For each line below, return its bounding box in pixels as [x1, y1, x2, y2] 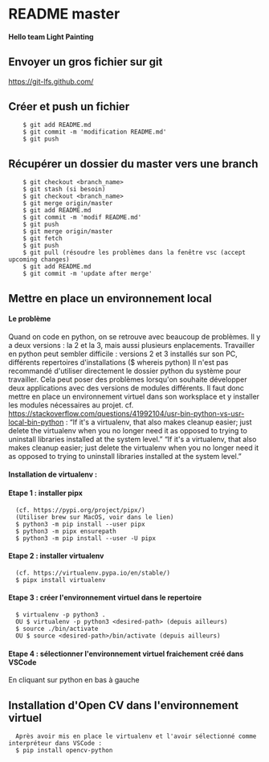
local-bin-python [8, 417, 64, 427]
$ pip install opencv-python [15, 747, 113, 755]
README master [8, 5, 120, 23]
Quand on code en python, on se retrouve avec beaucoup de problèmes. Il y [8, 331, 261, 342]
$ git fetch [22, 235, 63, 243]
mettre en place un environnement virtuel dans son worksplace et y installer [8, 391, 259, 401]
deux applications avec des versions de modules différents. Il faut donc [8, 383, 245, 392]
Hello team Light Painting [8, 31, 94, 41]
